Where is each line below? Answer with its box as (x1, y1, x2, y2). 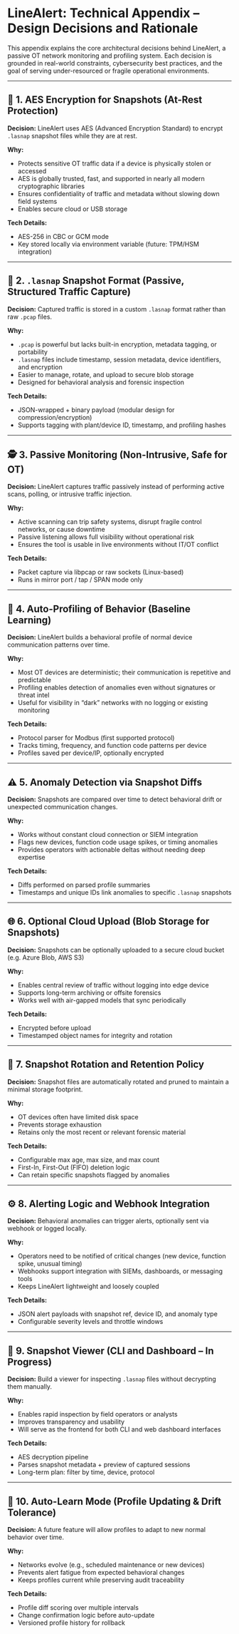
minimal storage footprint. (7, 1085, 83, 1094)
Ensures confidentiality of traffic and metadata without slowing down (17, 189, 220, 197)
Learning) (7, 614, 52, 626)
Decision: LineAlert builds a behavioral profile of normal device (7, 633, 193, 642)
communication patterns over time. (7, 640, 110, 649)
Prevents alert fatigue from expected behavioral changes (17, 1568, 185, 1577)
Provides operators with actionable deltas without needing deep (17, 846, 206, 853)
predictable (17, 676, 52, 684)
